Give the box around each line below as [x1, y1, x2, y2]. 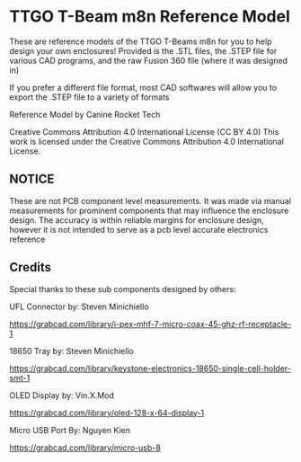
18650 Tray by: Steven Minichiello [9, 345, 135, 356]
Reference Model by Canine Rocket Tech [9, 109, 161, 120]
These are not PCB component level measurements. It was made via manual [9, 195, 292, 206]
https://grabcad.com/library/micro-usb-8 [9, 442, 162, 453]
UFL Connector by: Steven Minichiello [9, 301, 150, 312]
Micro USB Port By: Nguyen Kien [9, 424, 130, 435]
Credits [9, 260, 52, 275]
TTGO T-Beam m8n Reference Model [9, 6, 290, 27]
